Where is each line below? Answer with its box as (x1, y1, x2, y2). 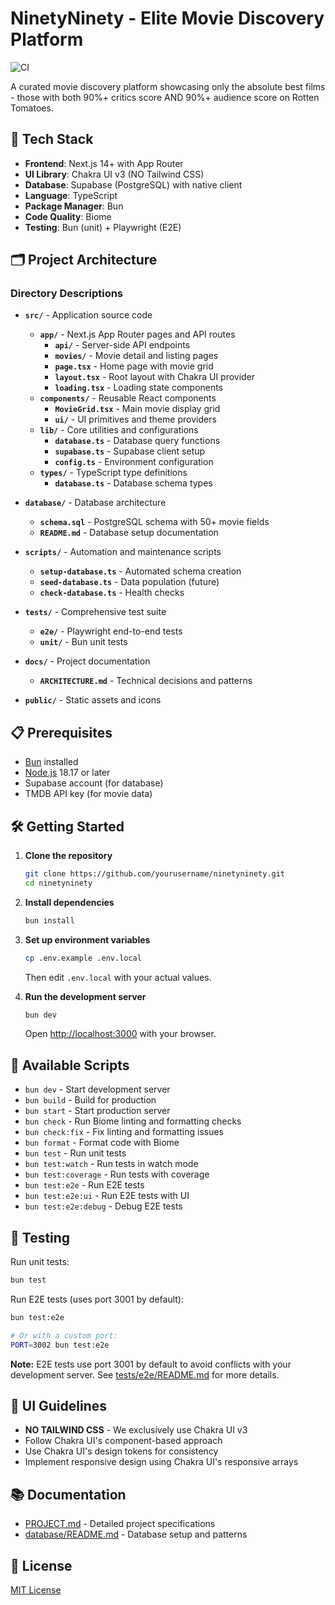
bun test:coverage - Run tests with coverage (24, 1168, 210, 1181)
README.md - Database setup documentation (39, 527, 219, 539)
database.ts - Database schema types (54, 477, 213, 489)
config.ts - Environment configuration (54, 456, 214, 468)
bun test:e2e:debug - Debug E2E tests (24, 1200, 183, 1212)
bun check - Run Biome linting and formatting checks (24, 1115, 242, 1127)
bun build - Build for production (24, 1094, 157, 1106)
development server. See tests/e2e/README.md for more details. (10, 1368, 280, 1381)
